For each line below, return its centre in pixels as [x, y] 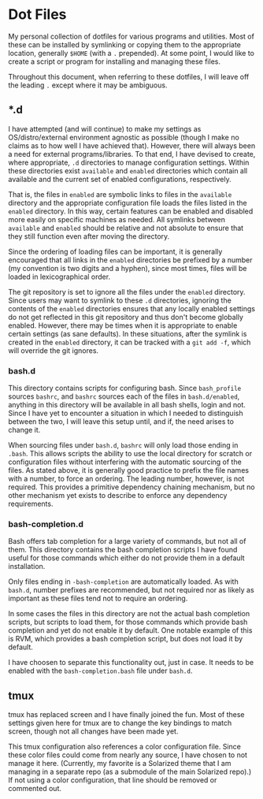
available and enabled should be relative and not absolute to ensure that [126, 228]
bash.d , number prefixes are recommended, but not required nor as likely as [131, 590]
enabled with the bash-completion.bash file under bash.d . [100, 671]
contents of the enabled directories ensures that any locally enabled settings [132, 308]
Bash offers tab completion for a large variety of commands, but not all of [127, 541]
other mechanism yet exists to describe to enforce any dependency [118, 496]
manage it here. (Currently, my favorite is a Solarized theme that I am [120, 764]
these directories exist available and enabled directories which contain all [128, 170]
